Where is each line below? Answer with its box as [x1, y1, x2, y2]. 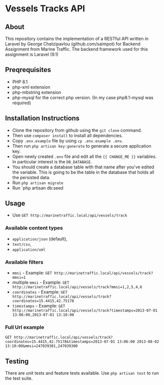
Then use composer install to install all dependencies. [12, 132, 123, 138]
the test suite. [5, 376, 33, 382]
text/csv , [12, 241, 32, 247]
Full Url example [5, 324, 44, 331]
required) [12, 100, 31, 106]
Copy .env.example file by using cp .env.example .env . [12, 138, 123, 144]
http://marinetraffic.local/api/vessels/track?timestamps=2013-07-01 [12, 308, 158, 313]
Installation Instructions [5, 114, 80, 122]
